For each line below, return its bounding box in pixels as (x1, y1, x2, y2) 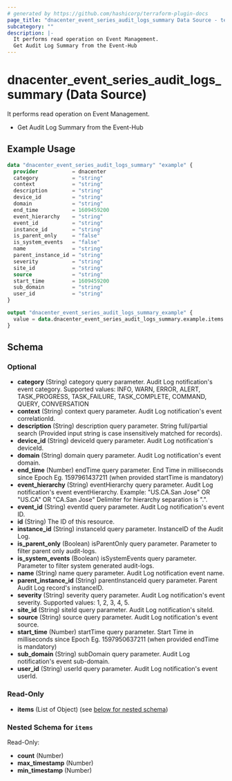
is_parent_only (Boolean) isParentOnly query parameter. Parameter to (17, 539, 217, 548)
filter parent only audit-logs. (17, 547, 97, 555)
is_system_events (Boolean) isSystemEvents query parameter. (17, 555, 197, 563)
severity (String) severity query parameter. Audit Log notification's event (17, 591, 225, 600)
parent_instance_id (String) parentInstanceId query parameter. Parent (17, 576, 217, 585)
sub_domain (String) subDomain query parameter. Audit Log (17, 650, 191, 658)
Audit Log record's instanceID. (17, 584, 104, 592)
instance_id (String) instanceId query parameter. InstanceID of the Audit (17, 525, 224, 533)
